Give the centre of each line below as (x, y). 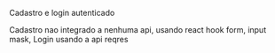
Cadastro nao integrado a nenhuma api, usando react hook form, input (138, 30)
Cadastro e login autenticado (62, 13)
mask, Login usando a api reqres (69, 39)
